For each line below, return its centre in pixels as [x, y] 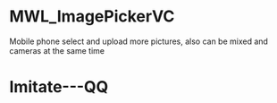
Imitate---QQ [59, 87]
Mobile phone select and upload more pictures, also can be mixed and [138, 41]
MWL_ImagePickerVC [92, 17]
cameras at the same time [57, 50]
